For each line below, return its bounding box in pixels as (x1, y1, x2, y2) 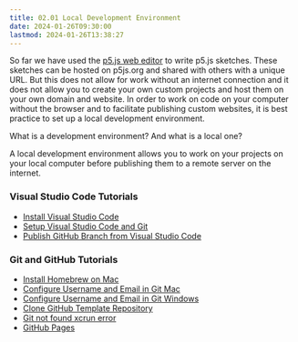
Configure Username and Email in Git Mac (22, 283, 180, 294)
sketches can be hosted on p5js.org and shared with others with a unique (9, 65, 285, 75)
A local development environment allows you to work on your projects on (9, 148, 284, 159)
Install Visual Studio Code (22, 211, 119, 222)
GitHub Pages (22, 322, 76, 333)
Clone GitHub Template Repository (22, 302, 153, 314)
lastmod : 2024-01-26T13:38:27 (9, 30, 125, 39)
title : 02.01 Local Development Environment (9, 13, 181, 23)
